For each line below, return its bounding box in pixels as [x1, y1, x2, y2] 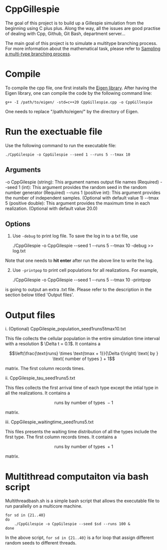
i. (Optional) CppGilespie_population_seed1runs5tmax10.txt [5, 326, 126, 332]
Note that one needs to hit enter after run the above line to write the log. [5, 258, 154, 264]
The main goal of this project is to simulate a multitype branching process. [5, 40, 158, 46]
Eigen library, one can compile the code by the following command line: [5, 90, 152, 96]
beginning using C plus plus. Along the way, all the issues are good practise [5, 25, 161, 31]
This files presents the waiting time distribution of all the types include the [5, 429, 157, 435]
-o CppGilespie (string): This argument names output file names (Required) [5, 179, 160, 185]
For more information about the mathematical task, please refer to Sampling [5, 45, 161, 51]
